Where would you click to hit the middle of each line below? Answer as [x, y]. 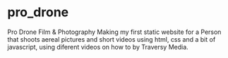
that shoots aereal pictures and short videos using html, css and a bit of [112, 39]
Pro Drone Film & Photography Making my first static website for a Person [114, 32]
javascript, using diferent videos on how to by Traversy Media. [98, 47]
